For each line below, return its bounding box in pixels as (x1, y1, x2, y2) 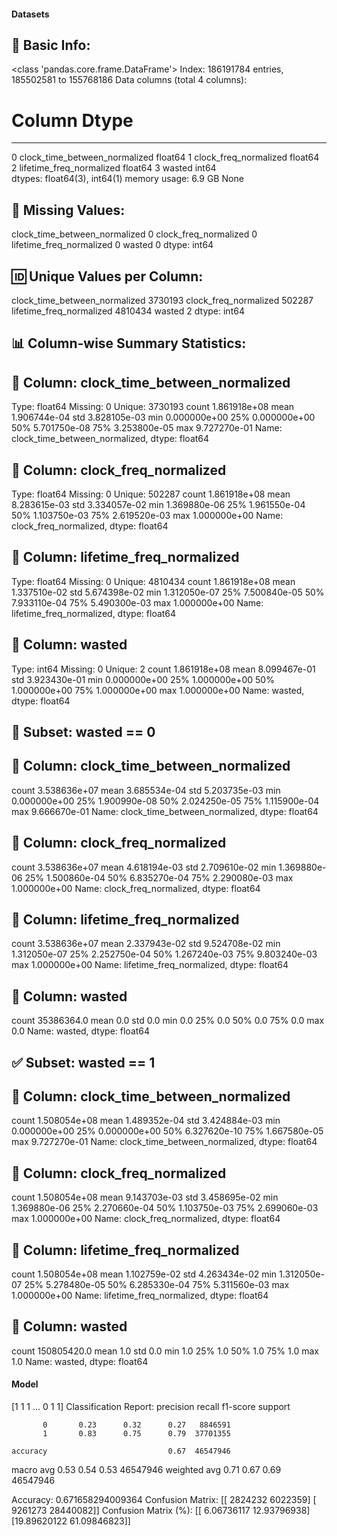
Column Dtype (11, 109, 134, 132)
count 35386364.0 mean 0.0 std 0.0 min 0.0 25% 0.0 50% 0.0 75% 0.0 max (11, 1015, 325, 1027)
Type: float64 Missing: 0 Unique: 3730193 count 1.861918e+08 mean (11, 401, 295, 413)
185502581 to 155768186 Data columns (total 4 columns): (11, 74, 248, 86)
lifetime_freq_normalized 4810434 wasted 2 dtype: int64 (11, 305, 245, 317)
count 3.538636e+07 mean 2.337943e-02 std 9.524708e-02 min (11, 938, 281, 950)
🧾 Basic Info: (11, 36, 91, 54)
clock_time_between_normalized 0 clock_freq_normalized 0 (11, 228, 258, 240)
